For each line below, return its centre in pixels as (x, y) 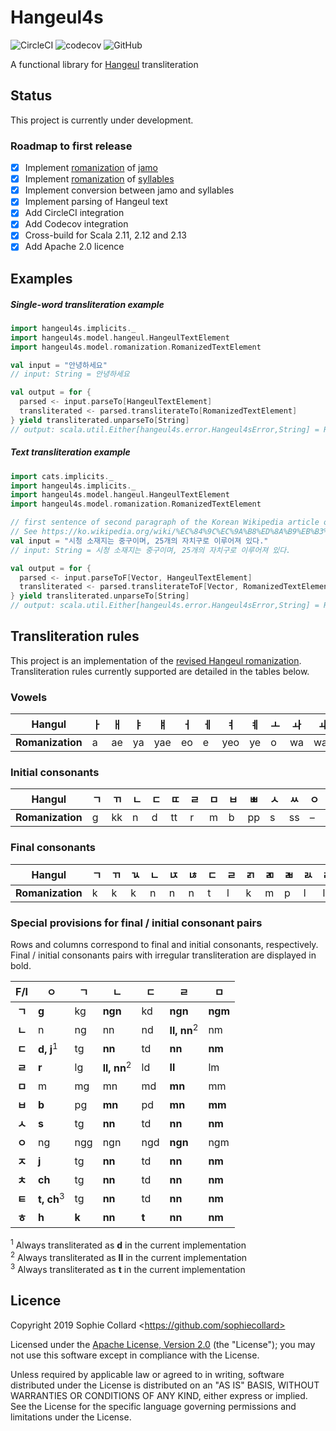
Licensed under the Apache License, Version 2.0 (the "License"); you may (163, 1344)
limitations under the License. (71, 1417)
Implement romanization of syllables (99, 179)
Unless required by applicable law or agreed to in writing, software (147, 1374)
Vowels (29, 697)
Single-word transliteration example (87, 304)
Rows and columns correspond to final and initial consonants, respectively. (164, 944)
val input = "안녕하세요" (59, 365)
